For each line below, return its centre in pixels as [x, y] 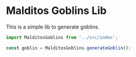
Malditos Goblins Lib [56, 11]
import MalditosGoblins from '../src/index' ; [62, 37]
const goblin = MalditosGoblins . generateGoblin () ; [69, 48]
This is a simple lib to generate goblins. [53, 27]
